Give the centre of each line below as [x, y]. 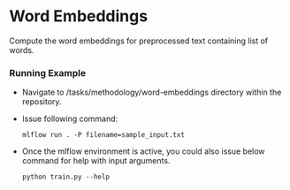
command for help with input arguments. [96, 161]
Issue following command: [70, 119]
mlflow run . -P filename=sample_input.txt [103, 135]
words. [22, 49]
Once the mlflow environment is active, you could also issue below [143, 151]
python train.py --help [66, 177]
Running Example [48, 72]
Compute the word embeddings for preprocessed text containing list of [139, 41]
